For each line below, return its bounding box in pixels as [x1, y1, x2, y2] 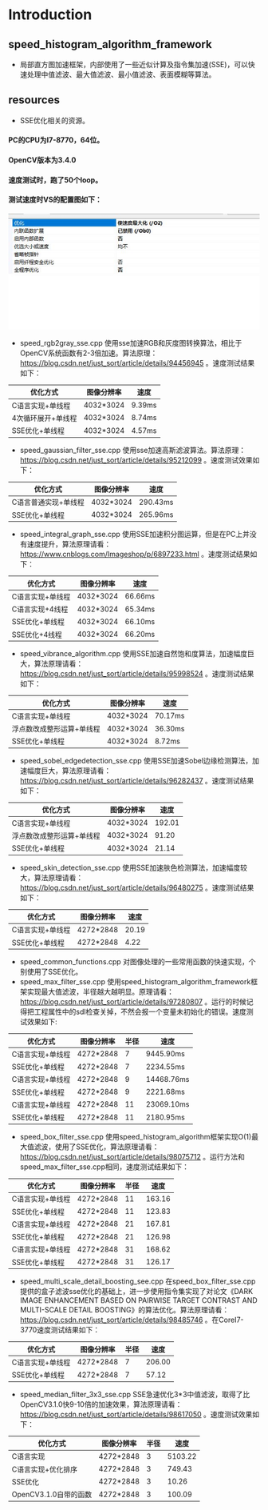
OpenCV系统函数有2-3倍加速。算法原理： [19, 348, 158, 358]
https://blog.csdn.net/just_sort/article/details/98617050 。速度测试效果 [19, 1409, 253, 1419]
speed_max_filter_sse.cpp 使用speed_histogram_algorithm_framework [19, 977, 251, 986]
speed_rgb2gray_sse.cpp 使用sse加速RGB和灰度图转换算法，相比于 [19, 338, 242, 347]
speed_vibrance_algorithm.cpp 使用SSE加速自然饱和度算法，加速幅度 [19, 649, 248, 658]
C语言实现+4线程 [11, 604, 69, 614]
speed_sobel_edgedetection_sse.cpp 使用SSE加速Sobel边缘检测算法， [19, 755, 253, 765]
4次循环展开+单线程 [11, 413, 77, 423]
